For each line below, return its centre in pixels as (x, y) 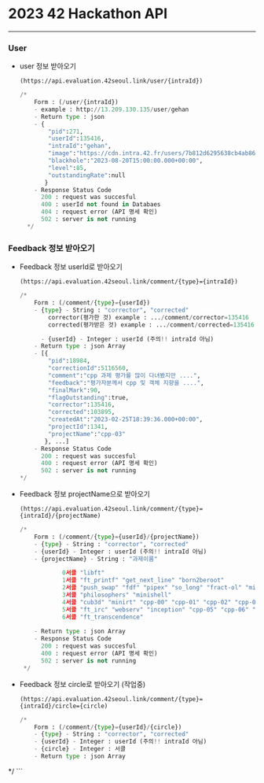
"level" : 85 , (68, 168)
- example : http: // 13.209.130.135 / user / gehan (112, 109)
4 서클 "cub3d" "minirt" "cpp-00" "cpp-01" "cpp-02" (147, 602)
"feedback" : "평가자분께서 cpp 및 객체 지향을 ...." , (126, 382)
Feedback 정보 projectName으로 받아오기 (85, 494)
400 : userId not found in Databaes (101, 205)
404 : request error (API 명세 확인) (99, 212)
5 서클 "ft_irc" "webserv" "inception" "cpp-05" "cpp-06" (155, 609)
